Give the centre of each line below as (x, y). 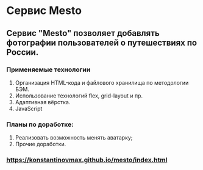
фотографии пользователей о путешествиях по (101, 42)
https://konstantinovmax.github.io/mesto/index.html (87, 160)
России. (23, 52)
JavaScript (29, 108)
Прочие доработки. (41, 144)
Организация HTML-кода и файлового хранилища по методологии (102, 82)
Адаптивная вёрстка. (43, 102)
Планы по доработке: (40, 124)
